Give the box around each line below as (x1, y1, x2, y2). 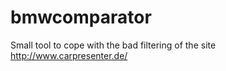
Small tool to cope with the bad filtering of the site (10, 39, 217, 51)
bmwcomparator (10, 6, 152, 29)
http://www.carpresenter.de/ (10, 49, 128, 61)
